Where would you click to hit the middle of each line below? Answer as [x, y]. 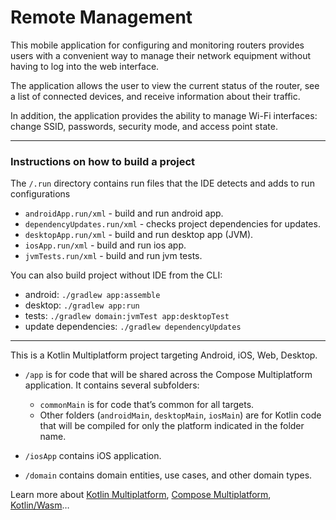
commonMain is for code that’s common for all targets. [147, 405]
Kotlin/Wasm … [40, 505]
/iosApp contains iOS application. [93, 456]
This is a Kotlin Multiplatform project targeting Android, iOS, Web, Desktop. [164, 355]
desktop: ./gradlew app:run [82, 305]
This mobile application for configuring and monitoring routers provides [157, 45]
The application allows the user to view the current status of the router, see [165, 85]
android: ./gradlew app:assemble [92, 295]
